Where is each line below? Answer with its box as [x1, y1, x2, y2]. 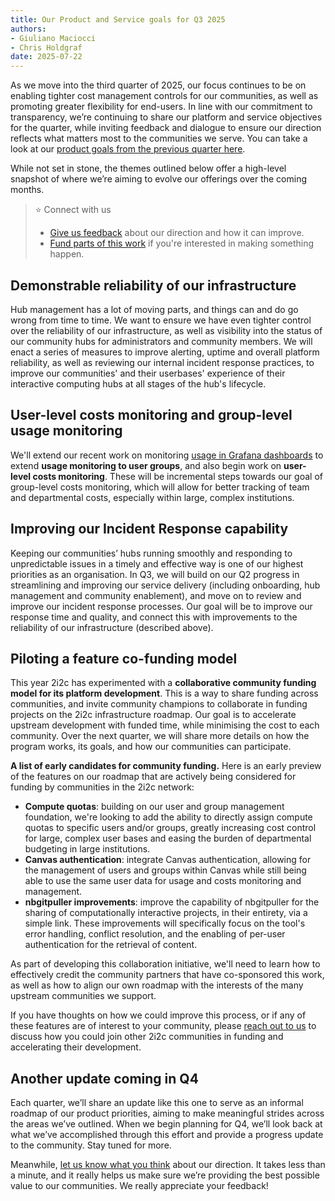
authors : [10, 24, 47, 34]
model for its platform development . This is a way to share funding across [10, 687, 319, 700]
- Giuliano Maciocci [10, 33, 97, 43]
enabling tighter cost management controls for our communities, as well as [10, 90, 319, 102]
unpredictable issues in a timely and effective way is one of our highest [10, 557, 304, 570]
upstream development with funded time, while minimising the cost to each [10, 719, 320, 731]
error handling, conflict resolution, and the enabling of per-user [24, 928, 286, 940]
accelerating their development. [10, 1041, 142, 1053]
